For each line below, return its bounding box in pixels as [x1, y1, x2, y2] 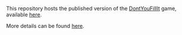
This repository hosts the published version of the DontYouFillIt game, [6, 5, 177, 12]
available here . [6, 11, 42, 18]
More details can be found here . [6, 23, 85, 29]
